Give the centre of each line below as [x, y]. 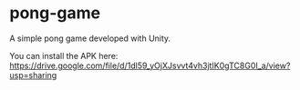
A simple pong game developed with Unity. [90, 38]
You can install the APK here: [64, 55]
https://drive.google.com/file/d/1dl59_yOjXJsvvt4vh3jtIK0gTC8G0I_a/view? [150, 65]
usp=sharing [33, 75]
